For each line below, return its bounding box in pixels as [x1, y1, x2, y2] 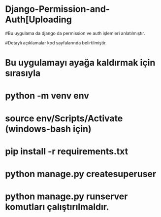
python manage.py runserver [5, 191, 128, 202]
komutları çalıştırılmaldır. [5, 201, 109, 213]
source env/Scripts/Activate [5, 112, 123, 124]
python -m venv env [5, 90, 90, 102]
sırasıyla [5, 68, 41, 79]
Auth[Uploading [5, 14, 72, 25]
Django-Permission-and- [5, 3, 110, 15]
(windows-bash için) [5, 123, 92, 134]
